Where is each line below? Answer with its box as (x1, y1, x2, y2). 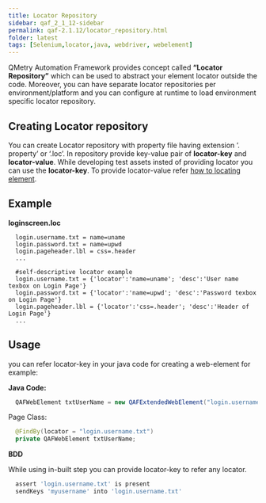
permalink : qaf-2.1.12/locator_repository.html (8, 26, 169, 34)
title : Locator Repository (8, 11, 97, 20)
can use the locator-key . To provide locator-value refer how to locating (8, 166, 241, 175)
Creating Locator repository (8, 120, 149, 133)
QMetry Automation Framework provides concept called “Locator (8, 63, 223, 72)
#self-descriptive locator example (15, 268, 133, 276)
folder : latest (8, 33, 59, 42)
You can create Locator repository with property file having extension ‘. (8, 140, 240, 150)
